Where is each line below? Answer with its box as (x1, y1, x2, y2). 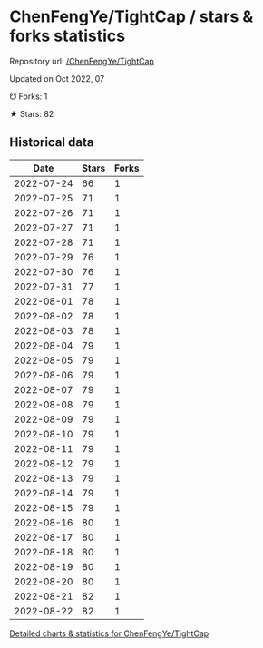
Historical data (9, 134, 94, 151)
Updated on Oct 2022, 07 (9, 73, 105, 83)
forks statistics (9, 25, 125, 46)
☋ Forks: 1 (9, 91, 48, 102)
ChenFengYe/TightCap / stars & (9, 6, 254, 27)
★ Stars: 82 (9, 108, 54, 119)
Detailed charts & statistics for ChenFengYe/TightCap (9, 628, 209, 639)
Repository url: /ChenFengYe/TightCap (9, 55, 154, 66)
